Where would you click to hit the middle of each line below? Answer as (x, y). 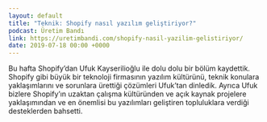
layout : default (35, 16)
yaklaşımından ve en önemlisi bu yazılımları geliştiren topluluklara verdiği (129, 103)
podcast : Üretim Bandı (46, 31)
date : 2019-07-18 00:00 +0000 (59, 46)
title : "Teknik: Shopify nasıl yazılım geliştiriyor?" (102, 23)
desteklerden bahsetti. (46, 111)
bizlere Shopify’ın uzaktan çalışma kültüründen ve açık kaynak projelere (127, 94)
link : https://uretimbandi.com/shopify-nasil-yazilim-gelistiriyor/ (126, 38)
